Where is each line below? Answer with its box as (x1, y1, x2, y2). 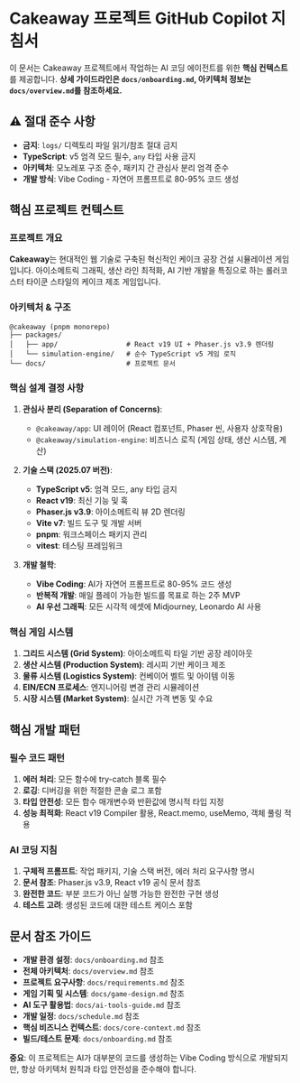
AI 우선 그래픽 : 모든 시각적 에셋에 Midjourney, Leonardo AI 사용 (35, 601, 262, 612)
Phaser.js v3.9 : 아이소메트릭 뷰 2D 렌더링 (35, 506, 186, 517)
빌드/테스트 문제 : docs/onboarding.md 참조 (22, 1033, 173, 1044)
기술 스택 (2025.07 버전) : (22, 465, 113, 476)
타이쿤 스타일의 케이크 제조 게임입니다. (25, 276, 161, 287)
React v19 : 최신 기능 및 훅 (35, 495, 129, 506)
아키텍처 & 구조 (9, 301, 72, 314)
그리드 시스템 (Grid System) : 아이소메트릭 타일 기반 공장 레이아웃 (22, 648, 253, 659)
